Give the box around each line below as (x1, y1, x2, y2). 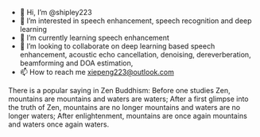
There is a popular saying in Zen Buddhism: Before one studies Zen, (8, 86, 231, 95)
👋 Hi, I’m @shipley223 (19, 8, 93, 17)
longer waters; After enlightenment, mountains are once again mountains (8, 112, 248, 120)
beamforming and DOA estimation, (19, 58, 134, 68)
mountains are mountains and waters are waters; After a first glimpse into (8, 94, 249, 104)
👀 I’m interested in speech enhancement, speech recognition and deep (19, 16, 252, 25)
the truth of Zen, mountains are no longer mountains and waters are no (8, 103, 241, 112)
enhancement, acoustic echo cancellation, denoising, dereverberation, (19, 50, 252, 59)
